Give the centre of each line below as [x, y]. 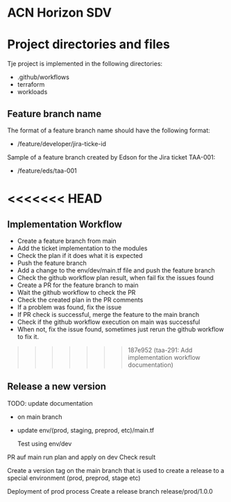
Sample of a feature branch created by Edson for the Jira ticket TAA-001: [111, 157]
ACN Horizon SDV [60, 13]
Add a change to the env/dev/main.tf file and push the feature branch [116, 270]
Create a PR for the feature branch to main [78, 285]
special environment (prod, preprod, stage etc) [74, 478]
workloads [32, 92]
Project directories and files [88, 45]
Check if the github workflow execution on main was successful [109, 322]
